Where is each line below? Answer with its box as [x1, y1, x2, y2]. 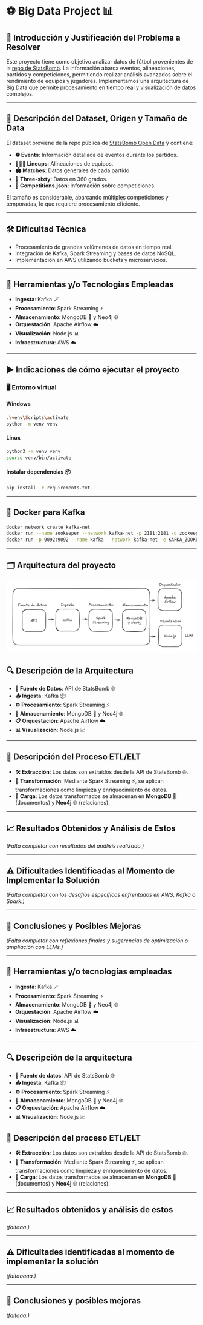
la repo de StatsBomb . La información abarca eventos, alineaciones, [6, 64, 176, 72]
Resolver [6, 42, 40, 52]
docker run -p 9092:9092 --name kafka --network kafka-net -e [6, 537, 166, 543]
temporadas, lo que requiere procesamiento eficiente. [6, 200, 140, 207]
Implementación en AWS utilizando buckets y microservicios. [14, 256, 167, 263]
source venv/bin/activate [6, 455, 71, 461]
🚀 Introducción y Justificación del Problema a [6, 32, 181, 42]
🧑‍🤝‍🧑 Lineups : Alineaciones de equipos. [14, 159, 114, 167]
